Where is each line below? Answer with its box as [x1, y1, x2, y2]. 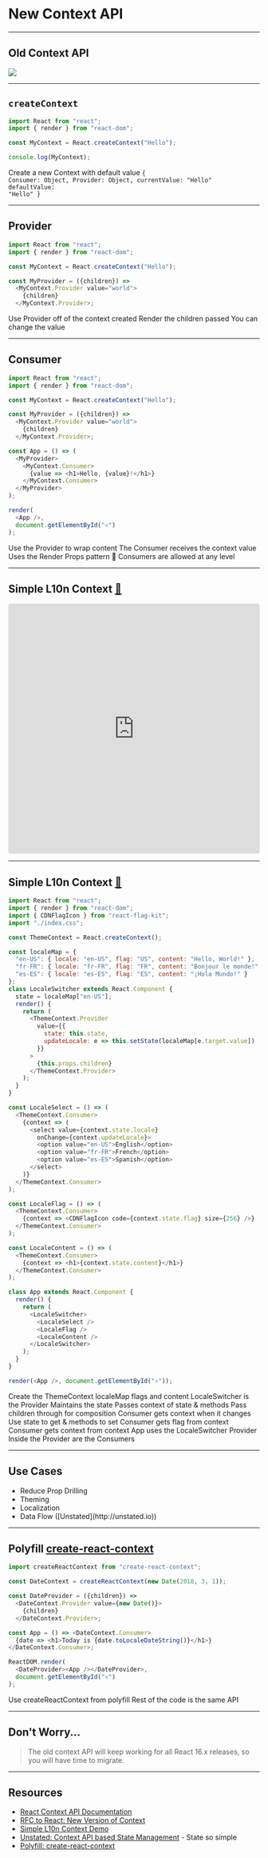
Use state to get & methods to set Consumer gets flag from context [8, 1416, 229, 1426]
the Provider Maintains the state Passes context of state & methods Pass [8, 1400, 247, 1409]
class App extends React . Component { [8, 1289, 134, 1297]
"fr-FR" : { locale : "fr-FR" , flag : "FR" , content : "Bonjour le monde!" [15, 963, 259, 971]
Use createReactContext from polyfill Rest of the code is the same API [8, 1695, 239, 1704]
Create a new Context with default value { [8, 168, 146, 178]
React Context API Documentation [19, 1807, 132, 1816]
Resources [8, 1786, 63, 1800]
